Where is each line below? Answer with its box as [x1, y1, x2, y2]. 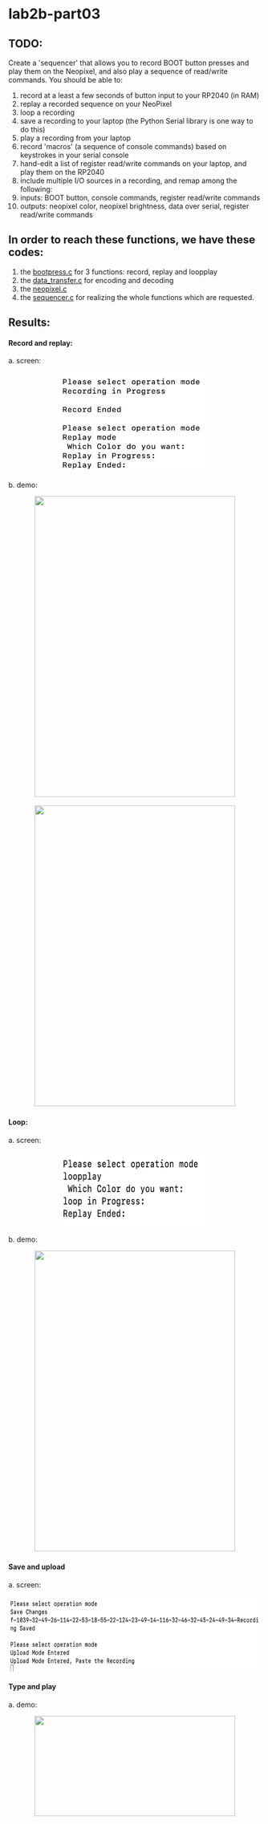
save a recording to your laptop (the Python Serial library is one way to [19, 116, 254, 125]
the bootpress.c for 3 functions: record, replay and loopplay [19, 266, 218, 277]
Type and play [8, 1682, 57, 1692]
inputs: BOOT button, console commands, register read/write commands [19, 193, 261, 202]
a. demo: [8, 1700, 38, 1709]
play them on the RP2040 [19, 168, 105, 176]
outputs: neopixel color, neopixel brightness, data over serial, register [19, 201, 250, 211]
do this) [19, 125, 46, 134]
